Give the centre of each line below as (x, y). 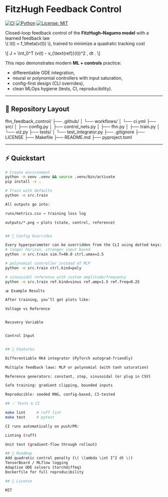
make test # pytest (30, 417)
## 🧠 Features (20, 349)
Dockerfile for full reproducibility (44, 472)
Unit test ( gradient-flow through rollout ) (51, 444)
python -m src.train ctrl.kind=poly (43, 268)
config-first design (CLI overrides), (48, 83)
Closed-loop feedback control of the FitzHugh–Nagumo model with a (77, 33)
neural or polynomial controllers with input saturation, (67, 78)
